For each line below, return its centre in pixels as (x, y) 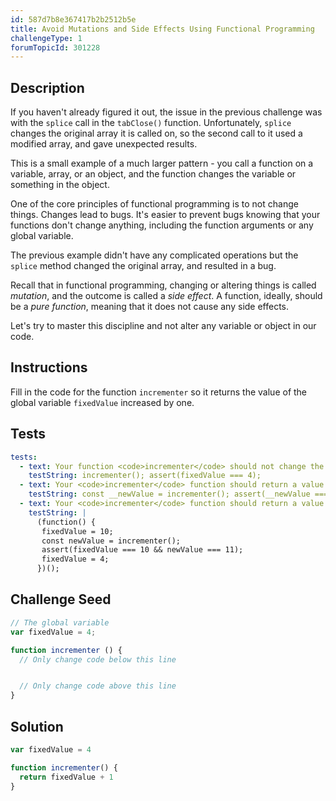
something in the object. (60, 185)
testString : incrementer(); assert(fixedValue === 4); (145, 476)
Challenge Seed (61, 599)
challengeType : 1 (46, 38)
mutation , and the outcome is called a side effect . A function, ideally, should (166, 296)
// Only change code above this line (98, 686)
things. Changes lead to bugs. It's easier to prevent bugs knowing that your (165, 215)
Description (47, 87)
